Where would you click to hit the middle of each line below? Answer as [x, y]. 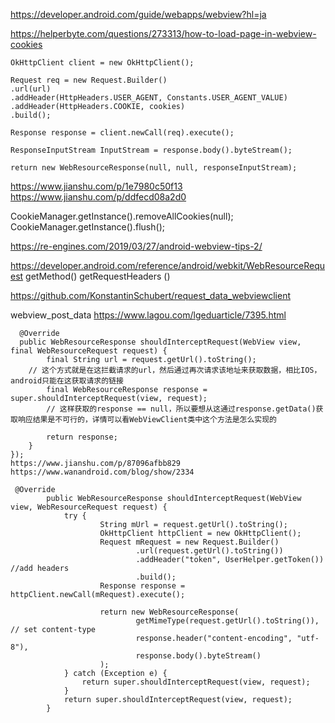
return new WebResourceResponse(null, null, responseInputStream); [154, 168]
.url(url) [31, 89]
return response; [82, 437]
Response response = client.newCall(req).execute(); [122, 133]
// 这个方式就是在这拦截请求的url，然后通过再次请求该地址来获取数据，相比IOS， [175, 370]
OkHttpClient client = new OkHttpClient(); [102, 63]
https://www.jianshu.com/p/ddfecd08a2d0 [98, 197]
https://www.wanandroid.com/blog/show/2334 [102, 472]
